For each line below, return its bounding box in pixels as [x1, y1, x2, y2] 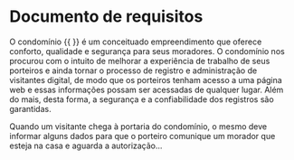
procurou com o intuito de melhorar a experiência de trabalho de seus [9, 55, 270, 66]
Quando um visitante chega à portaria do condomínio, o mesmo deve [9, 120, 268, 132]
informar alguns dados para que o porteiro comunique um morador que [9, 130, 276, 141]
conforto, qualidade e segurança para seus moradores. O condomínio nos [9, 45, 285, 56]
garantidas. [9, 103, 52, 114]
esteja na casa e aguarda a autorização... [9, 140, 163, 151]
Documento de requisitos [9, 6, 204, 27]
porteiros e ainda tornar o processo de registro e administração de [9, 65, 258, 76]
